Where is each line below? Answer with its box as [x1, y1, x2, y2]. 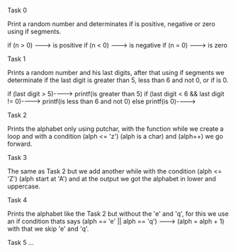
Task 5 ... [7, 239, 34, 246]
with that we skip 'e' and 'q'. [7, 224, 89, 233]
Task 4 [7, 196, 27, 204]
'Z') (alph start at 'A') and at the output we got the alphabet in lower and [7, 175, 216, 183]
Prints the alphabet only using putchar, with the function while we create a [7, 125, 224, 133]
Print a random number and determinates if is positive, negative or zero [7, 20, 215, 28]
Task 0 [7, 6, 27, 14]
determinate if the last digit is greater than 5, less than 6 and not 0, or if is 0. [7, 76, 229, 84]
